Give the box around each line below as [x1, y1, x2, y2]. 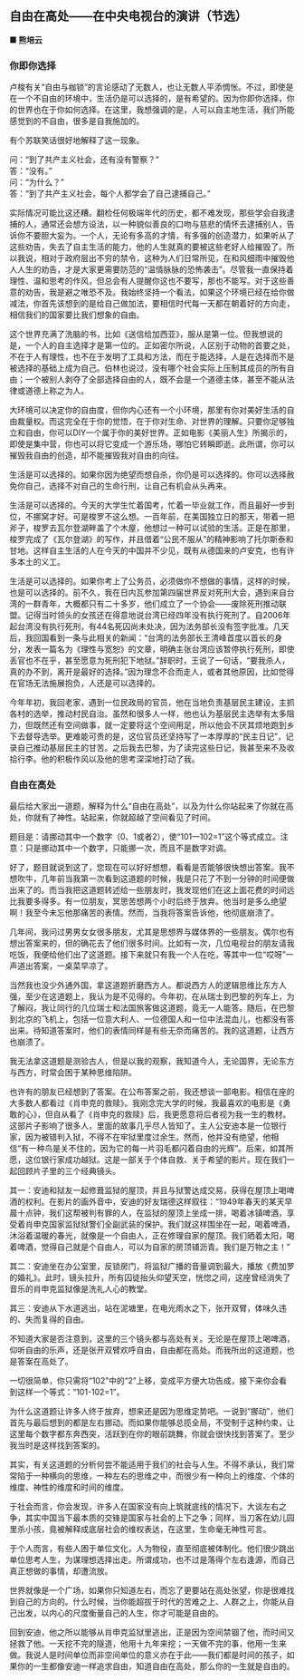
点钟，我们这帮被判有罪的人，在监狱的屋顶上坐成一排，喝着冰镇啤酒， [24, 1208, 287, 1219]
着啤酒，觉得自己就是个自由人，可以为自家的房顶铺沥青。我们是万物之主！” [9, 1241, 291, 1253]
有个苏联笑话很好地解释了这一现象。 [9, 135, 145, 146]
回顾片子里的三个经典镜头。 [16, 1166, 120, 1177]
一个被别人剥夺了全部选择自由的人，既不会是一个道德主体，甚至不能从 [24, 374, 287, 385]
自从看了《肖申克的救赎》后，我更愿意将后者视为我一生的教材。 [52, 1109, 291, 1120]
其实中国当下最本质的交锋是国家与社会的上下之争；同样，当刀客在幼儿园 [24, 1512, 295, 1523]
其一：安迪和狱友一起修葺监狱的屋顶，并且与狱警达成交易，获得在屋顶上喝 [9, 1185, 287, 1196]
